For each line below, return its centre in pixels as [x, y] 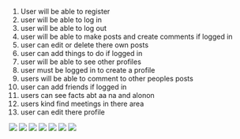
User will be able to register [65, 11]
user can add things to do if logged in [81, 53]
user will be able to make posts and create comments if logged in [126, 36]
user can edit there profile [62, 112]
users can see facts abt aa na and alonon [87, 95]
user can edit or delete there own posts [84, 45]
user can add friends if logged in [73, 87]
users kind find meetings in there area [82, 103]
